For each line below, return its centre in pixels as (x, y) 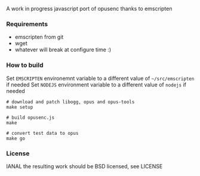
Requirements (27, 24)
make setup (20, 107)
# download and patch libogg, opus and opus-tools (70, 102)
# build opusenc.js (30, 118)
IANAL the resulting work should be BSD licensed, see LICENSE (84, 166)
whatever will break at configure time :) (63, 50)
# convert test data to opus (42, 133)
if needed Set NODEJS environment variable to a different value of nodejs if (96, 84)
